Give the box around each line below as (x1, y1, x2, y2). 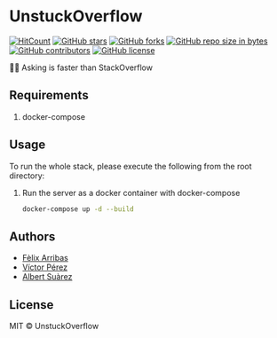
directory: (9, 170, 45, 181)
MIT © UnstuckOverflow (9, 321, 99, 332)
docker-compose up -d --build (21, 204, 135, 214)
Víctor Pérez (21, 262, 68, 272)
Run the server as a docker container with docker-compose (21, 187, 241, 198)
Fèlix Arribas (21, 253, 68, 263)
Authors (9, 229, 56, 244)
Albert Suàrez (21, 271, 73, 282)
